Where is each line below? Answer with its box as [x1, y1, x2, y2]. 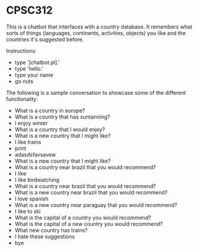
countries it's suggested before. [6, 36, 84, 43]
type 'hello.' [14, 65, 44, 72]
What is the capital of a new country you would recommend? [14, 220, 163, 227]
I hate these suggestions [14, 232, 75, 240]
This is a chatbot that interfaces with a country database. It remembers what [6, 23, 193, 30]
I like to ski [14, 208, 41, 215]
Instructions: [6, 47, 37, 54]
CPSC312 [6, 4, 53, 17]
